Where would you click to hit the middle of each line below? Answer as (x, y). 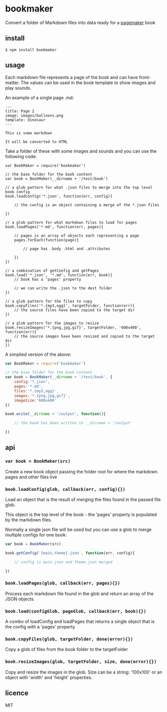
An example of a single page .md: (40, 98)
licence (17, 693)
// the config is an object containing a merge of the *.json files (87, 205)
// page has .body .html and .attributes (67, 249)
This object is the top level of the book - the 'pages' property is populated (81, 515)
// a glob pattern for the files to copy (49, 301)
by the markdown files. (29, 520)
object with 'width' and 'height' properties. (49, 677)
